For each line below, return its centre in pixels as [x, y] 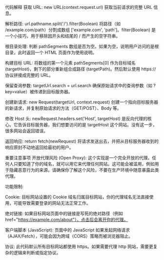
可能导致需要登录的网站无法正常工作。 [52, 203]
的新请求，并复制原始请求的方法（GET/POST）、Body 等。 [63, 108]
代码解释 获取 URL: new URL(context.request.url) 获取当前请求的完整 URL [79, 7]
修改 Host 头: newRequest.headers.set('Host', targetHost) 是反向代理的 [76, 118]
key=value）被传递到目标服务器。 [39, 92]
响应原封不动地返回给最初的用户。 [39, 147]
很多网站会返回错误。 [26, 131]
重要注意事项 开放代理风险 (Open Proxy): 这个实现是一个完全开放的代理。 [79, 158]
